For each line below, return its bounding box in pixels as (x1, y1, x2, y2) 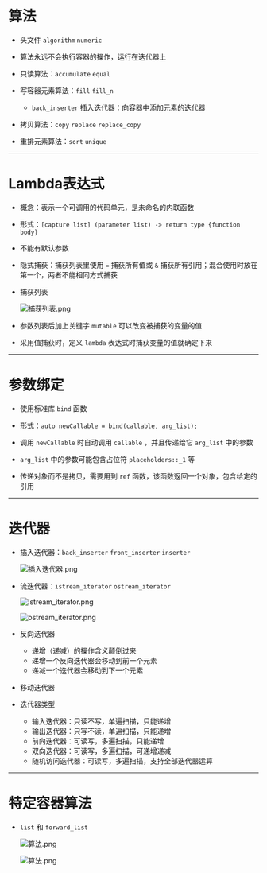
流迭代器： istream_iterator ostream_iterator (19, 581, 171, 591)
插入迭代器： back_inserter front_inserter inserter (19, 547, 191, 557)
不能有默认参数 (19, 243, 69, 253)
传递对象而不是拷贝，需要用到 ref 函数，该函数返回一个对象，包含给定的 (19, 471, 258, 481)
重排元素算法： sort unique (19, 136, 107, 145)
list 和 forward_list (19, 822, 89, 832)
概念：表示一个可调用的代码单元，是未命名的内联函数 (19, 202, 195, 211)
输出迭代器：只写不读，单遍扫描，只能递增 (31, 726, 172, 735)
